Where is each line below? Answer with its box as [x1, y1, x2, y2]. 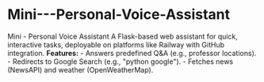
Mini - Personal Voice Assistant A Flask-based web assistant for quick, [7, 32, 239, 41]
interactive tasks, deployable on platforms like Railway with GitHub [7, 39, 225, 49]
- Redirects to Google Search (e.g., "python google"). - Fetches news [7, 57, 234, 66]
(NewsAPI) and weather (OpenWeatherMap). [7, 65, 154, 74]
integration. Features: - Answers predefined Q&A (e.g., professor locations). [7, 48, 257, 58]
